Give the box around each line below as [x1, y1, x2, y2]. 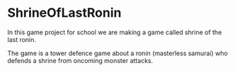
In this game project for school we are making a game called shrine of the [7, 28, 222, 36]
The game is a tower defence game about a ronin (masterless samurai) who [7, 49, 228, 57]
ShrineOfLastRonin [7, 5, 122, 21]
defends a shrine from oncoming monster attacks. [7, 56, 154, 64]
